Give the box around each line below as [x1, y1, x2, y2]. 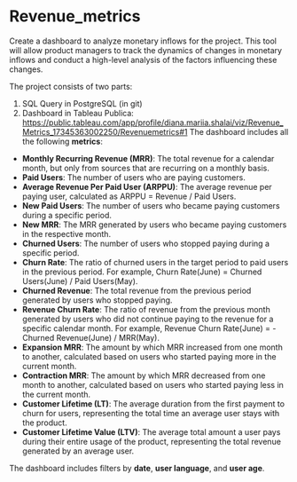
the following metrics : [21, 136, 104, 146]
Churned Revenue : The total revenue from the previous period [21, 285, 252, 296]
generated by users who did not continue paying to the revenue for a [21, 313, 274, 324]
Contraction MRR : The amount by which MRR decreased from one [21, 370, 266, 381]
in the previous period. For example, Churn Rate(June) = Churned [21, 266, 262, 277]
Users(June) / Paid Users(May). [21, 275, 138, 286]
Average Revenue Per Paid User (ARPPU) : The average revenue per [21, 181, 272, 192]
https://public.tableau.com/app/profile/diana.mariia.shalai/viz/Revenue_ [21, 117, 284, 128]
